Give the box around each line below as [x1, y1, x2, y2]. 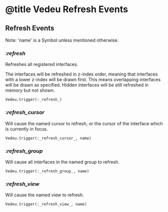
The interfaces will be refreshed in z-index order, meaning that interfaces [5, 71, 158, 77]
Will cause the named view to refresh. [5, 192, 85, 198]
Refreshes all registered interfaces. [5, 61, 78, 67]
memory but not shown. [5, 87, 55, 93]
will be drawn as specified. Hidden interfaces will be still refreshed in [5, 82, 149, 88]
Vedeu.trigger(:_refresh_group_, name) [5, 168, 90, 173]
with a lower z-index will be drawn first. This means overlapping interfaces [5, 77, 161, 83]
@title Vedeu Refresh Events [5, 4, 128, 15]
